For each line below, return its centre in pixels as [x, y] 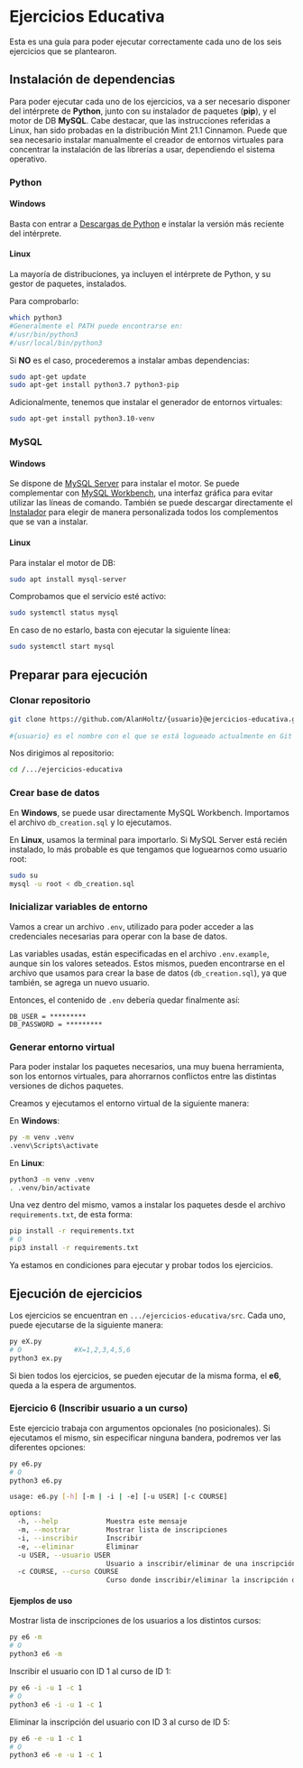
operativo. [28, 159]
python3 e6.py [36, 1481]
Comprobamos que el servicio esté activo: [88, 597]
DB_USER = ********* [48, 1016]
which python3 [36, 318]
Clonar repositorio [50, 700]
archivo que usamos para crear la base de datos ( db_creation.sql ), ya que [148, 973]
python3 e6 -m [36, 1654]
